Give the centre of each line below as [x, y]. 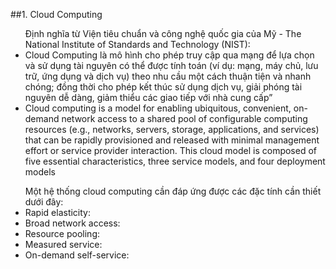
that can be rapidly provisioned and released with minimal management [172, 140]
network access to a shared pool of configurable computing [184, 118]
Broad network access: [72, 223]
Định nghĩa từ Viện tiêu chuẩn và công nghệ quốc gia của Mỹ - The [163, 33]
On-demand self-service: [77, 255]
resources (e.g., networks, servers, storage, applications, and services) [172, 129]
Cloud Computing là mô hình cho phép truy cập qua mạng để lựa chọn [169, 55]
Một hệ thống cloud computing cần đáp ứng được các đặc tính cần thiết [173, 191]
